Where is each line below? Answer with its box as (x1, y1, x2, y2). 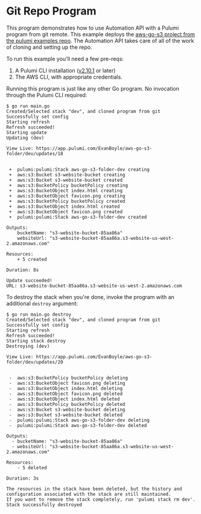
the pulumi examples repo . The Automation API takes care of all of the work (6, 37, 194, 44)
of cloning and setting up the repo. (6, 43, 92, 51)
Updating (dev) (6, 135, 45, 141)
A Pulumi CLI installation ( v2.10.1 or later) (14, 66, 116, 74)
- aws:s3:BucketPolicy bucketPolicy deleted (8, 401, 126, 407)
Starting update (6, 129, 47, 135)
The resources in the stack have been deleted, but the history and (6, 486, 182, 492)
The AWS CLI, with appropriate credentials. (14, 73, 123, 80)
